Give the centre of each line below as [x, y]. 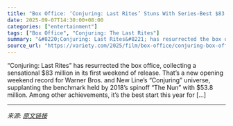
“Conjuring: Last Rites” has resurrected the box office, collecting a [102, 65]
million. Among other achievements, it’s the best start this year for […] [107, 95]
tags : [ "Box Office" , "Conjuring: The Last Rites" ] [83, 33]
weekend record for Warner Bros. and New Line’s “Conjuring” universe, [109, 80]
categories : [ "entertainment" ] [52, 26]
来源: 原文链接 [27, 116]
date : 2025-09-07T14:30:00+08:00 [55, 20]
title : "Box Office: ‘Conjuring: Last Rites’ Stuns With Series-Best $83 [116, 13]
